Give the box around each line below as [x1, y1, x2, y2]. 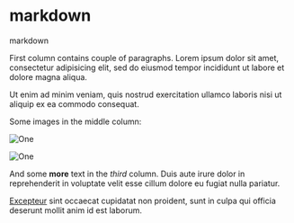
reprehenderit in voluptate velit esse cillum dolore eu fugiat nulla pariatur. [9, 177, 281, 189]
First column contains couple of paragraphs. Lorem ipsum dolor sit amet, [9, 52, 280, 63]
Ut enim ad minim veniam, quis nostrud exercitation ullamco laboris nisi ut [9, 89, 282, 100]
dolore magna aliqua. [9, 71, 88, 82]
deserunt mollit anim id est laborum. [9, 204, 142, 216]
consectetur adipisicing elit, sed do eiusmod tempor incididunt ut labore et [9, 62, 285, 73]
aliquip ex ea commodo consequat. [9, 98, 139, 109]
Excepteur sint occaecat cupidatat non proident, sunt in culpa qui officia [9, 195, 277, 206]
